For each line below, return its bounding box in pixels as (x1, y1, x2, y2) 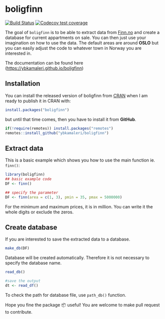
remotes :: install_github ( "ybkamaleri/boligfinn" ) (5, 130, 109, 135)
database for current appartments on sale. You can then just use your (5, 35, 146, 40)
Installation (5, 80, 40, 88)
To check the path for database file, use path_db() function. (5, 292, 127, 298)
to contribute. (5, 309, 33, 315)
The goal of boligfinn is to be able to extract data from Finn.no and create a (5, 29, 160, 35)
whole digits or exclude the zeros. (5, 209, 74, 215)
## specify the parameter (5, 190, 58, 195)
